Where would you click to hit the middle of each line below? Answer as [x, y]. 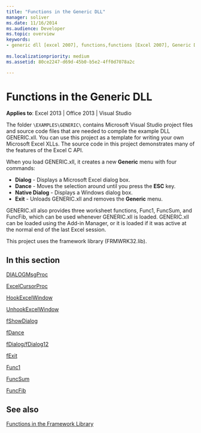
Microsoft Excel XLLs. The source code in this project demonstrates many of [100, 144]
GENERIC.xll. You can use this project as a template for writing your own [95, 138]
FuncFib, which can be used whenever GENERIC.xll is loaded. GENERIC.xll [98, 217]
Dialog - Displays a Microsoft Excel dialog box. [72, 180]
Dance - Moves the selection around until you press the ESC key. [95, 186]
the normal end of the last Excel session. [56, 230]
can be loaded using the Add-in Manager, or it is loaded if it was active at [96, 223]
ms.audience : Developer [36, 28]
